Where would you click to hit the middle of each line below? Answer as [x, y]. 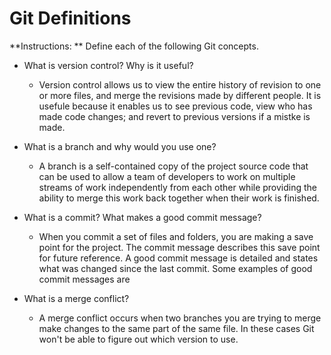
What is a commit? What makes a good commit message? [142, 217]
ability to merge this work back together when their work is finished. [179, 198]
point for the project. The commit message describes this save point [179, 247]
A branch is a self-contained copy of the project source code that [173, 166]
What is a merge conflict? [76, 298]
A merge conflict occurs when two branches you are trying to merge [180, 318]
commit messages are [84, 279]
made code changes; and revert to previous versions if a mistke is [174, 116]
